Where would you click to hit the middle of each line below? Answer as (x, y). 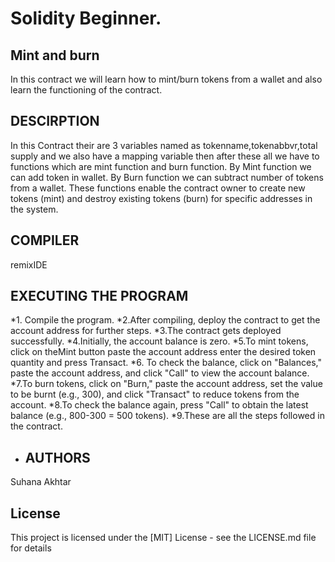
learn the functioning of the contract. (86, 90)
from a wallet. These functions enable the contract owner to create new (158, 188)
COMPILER (45, 240)
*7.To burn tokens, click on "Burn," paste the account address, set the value (166, 384)
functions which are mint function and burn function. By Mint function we (161, 166)
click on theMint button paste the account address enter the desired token (163, 352)
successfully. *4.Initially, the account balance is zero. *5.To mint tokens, (159, 341)
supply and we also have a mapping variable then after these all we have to (165, 156)
